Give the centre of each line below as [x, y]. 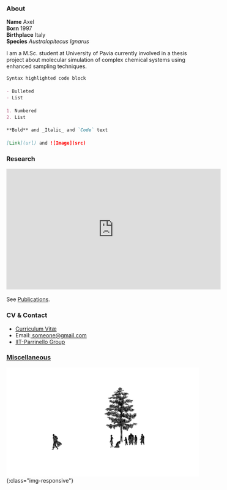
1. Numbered [21, 111]
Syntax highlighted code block [46, 78]
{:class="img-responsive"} [40, 481]
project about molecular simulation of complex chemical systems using [96, 60]
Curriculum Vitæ [36, 329]
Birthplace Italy [26, 35]
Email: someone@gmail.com [51, 335]
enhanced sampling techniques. [47, 66]
